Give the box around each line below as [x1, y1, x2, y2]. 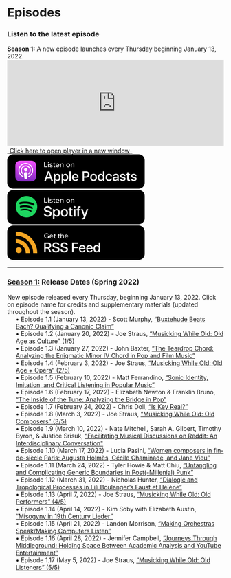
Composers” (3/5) [16, 417, 67, 425]
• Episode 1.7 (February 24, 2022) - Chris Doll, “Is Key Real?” [16, 402, 188, 410]
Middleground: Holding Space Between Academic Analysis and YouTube [16, 541, 221, 549]
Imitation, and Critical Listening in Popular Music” [16, 380, 155, 389]
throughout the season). [7, 307, 76, 315]
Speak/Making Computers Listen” [16, 526, 111, 535]
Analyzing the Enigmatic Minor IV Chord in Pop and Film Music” [16, 351, 196, 359]
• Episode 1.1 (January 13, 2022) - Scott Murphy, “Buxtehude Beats [16, 315, 206, 323]
